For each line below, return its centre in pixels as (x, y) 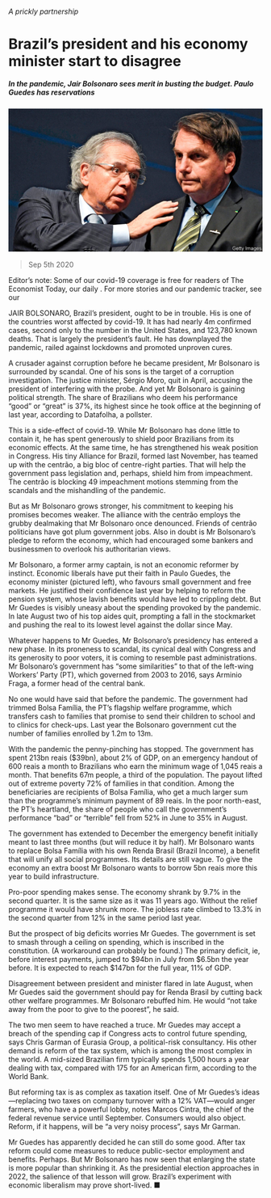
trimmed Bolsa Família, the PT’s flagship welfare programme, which (120, 708)
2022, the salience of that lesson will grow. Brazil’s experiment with (120, 1177)
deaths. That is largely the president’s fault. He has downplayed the (120, 339)
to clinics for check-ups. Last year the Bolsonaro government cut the (123, 725)
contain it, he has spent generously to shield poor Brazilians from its (121, 439)
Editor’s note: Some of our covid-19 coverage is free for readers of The (126, 281)
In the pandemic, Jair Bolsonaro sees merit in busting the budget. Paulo (131, 84)
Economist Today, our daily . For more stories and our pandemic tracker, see (135, 289)
